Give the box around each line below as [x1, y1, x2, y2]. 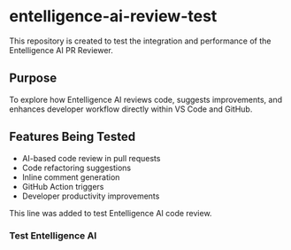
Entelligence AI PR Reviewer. [9, 44, 113, 55]
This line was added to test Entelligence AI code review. [9, 207, 212, 218]
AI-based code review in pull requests [21, 152, 161, 163]
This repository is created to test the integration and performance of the [9, 35, 272, 46]
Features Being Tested [9, 129, 135, 145]
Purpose [9, 71, 57, 86]
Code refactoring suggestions [21, 162, 131, 173]
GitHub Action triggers [21, 181, 104, 191]
